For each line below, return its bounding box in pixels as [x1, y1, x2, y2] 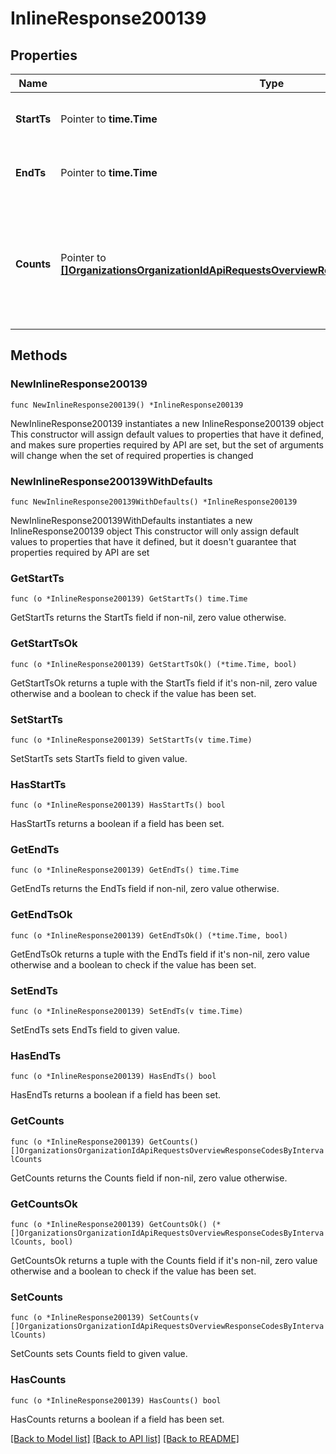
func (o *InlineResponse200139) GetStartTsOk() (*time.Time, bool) [10, 659, 298, 669]
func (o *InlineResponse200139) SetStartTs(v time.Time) [10, 735, 253, 745]
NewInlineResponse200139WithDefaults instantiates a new [10, 514, 253, 526]
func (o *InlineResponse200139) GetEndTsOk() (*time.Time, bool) [10, 930, 288, 941]
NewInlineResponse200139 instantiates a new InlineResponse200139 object [10, 417, 325, 429]
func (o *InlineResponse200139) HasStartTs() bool [10, 800, 226, 811]
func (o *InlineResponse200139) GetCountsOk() [10, 1219, 208, 1229]
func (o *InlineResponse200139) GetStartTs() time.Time [10, 594, 248, 604]
